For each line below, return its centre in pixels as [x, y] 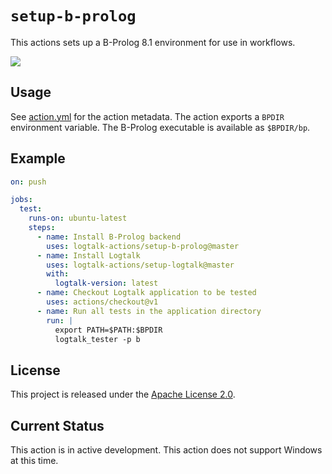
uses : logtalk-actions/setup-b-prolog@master [143, 246]
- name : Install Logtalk [88, 255]
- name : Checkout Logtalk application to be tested [146, 293]
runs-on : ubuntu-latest [78, 218]
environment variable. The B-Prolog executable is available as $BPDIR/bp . [160, 127]
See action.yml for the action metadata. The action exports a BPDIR [147, 116]
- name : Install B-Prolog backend [109, 237]
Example [38, 158]
